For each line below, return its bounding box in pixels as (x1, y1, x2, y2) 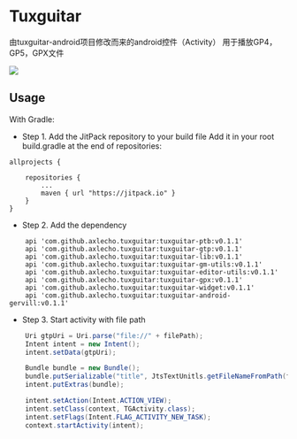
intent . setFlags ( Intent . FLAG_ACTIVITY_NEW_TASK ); (25, 412, 212, 421)
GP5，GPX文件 (9, 47, 65, 58)
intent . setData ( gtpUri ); (25, 348, 117, 357)
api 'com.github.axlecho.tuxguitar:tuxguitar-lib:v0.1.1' (25, 252, 243, 261)
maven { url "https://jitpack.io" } (41, 189, 176, 197)
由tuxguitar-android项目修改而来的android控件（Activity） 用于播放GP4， (9, 36, 278, 47)
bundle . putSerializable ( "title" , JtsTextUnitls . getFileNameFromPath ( (25, 372, 287, 381)
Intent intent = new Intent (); (25, 339, 141, 349)
